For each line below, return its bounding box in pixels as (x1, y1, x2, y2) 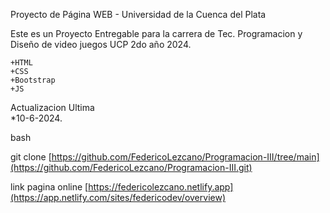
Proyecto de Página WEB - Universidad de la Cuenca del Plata (10, 9, 267, 20)
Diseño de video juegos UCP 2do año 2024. (10, 39, 192, 50)
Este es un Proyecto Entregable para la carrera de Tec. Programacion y (10, 28, 303, 39)
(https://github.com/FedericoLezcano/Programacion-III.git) (10, 162, 253, 173)
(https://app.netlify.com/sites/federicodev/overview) (10, 192, 226, 203)
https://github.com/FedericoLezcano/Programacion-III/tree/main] (51, 151, 320, 163)
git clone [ (10, 151, 52, 163)
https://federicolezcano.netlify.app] (88, 181, 234, 193)
